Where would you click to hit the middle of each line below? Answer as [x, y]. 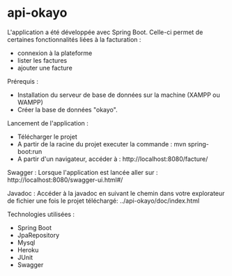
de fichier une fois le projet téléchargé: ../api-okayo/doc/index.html [103, 201]
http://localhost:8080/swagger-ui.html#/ [65, 180]
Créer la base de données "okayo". [67, 109]
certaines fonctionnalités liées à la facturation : [74, 39]
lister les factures [42, 60]
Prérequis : [23, 81]
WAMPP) [30, 102]
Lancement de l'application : [48, 123]
